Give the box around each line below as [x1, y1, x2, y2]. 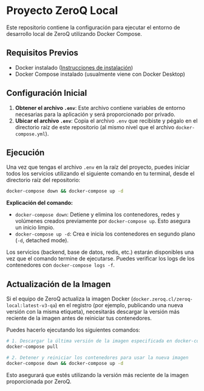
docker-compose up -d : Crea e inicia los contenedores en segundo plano [15, 230, 195, 237]
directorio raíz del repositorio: [6, 177, 81, 184]
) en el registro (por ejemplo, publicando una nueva [55, 302, 183, 309]
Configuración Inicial [6, 88, 87, 98]
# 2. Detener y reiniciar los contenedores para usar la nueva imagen [6, 355, 189, 361]
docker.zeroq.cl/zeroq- [132, 296, 193, 302]
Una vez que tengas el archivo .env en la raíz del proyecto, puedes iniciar [6, 163, 190, 171]
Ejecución [6, 147, 45, 158]
